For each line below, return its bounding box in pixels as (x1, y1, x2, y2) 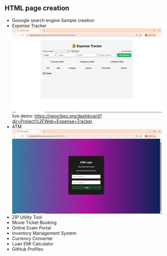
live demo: (11, 113, 33, 119)
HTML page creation (4, 4, 70, 12)
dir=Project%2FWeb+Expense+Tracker (11, 118, 93, 124)
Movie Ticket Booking (11, 219, 57, 225)
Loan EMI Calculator (11, 241, 54, 247)
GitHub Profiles (11, 246, 43, 252)
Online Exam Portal (11, 225, 51, 231)
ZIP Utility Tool (11, 214, 42, 220)
